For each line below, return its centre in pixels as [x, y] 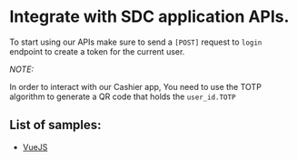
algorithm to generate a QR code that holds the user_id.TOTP [123, 96]
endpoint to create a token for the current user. [97, 51]
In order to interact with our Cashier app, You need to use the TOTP [135, 86]
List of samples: [55, 125]
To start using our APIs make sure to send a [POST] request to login [136, 42]
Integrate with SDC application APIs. [149, 17]
